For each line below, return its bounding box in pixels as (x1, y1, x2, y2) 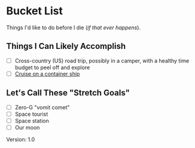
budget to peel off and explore (14, 64, 90, 71)
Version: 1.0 (6, 135, 35, 143)
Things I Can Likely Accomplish (6, 41, 126, 51)
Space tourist (14, 110, 48, 118)
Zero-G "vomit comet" (14, 103, 70, 111)
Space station (14, 117, 49, 124)
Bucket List (6, 4, 63, 18)
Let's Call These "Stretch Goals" (6, 88, 130, 98)
